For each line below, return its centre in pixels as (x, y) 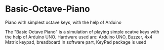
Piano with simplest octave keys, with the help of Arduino (63, 22)
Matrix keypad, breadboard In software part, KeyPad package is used (76, 42)
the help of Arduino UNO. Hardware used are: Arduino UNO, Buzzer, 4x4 (79, 37)
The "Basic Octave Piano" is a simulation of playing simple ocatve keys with (82, 32)
